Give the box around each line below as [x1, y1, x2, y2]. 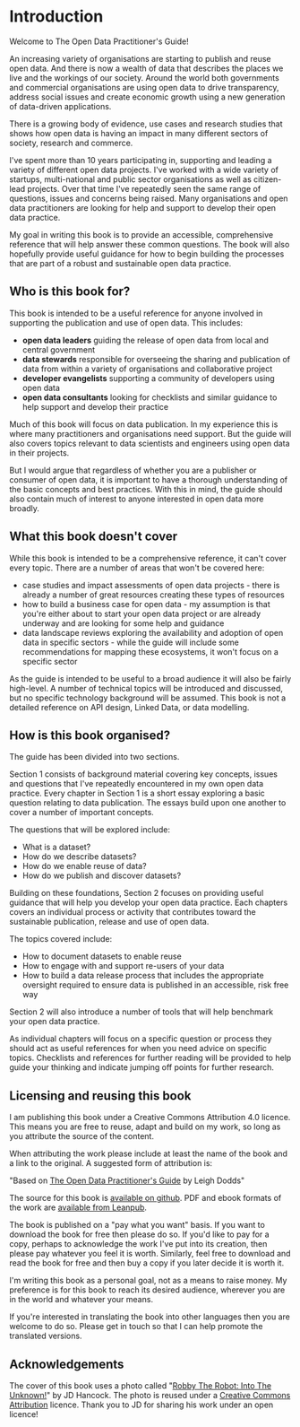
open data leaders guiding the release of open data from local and [21, 335, 269, 345]
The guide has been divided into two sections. [9, 752, 180, 762]
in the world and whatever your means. [9, 1294, 154, 1305]
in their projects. [9, 447, 70, 458]
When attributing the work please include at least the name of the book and [9, 1148, 288, 1159]
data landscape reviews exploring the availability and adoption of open [21, 627, 284, 638]
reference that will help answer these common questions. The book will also [9, 239, 290, 249]
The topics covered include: [9, 934, 113, 944]
